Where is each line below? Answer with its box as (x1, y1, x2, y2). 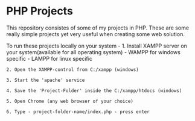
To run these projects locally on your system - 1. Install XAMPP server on (6, 42, 187, 49)
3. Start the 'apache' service (6, 77, 85, 83)
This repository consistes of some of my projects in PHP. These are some (6, 24, 189, 31)
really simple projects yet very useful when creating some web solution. (6, 30, 185, 37)
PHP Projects (6, 4, 74, 18)
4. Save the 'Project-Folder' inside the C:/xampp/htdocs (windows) (6, 87, 182, 94)
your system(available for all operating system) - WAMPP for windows (6, 48, 181, 55)
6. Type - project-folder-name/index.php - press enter (6, 108, 150, 115)
